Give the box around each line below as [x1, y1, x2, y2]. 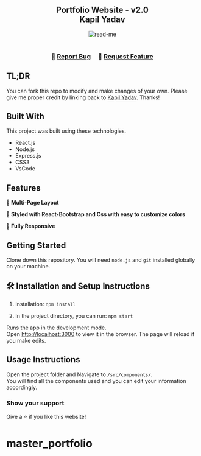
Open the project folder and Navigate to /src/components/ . [6, 371, 153, 378]
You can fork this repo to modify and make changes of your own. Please [6, 87, 188, 94]
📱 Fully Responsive [6, 222, 55, 230]
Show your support [6, 399, 65, 407]
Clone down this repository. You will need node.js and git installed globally [6, 256, 196, 264]
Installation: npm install [15, 300, 76, 307]
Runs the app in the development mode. [6, 324, 107, 331]
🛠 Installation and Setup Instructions [6, 281, 150, 292]
